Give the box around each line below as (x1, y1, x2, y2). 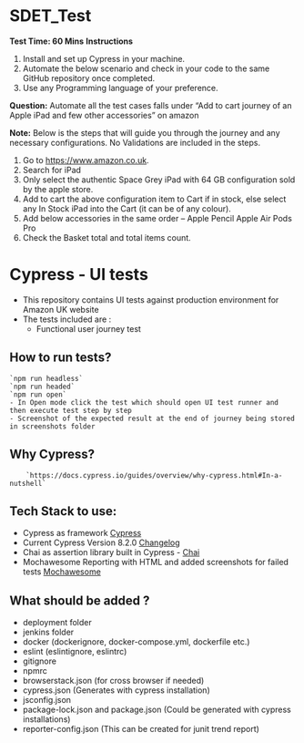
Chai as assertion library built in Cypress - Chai (22, 547, 200, 558)
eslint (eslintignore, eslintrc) (22, 646, 127, 657)
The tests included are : (22, 314, 112, 325)
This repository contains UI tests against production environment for (22, 294, 279, 305)
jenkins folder (22, 626, 75, 638)
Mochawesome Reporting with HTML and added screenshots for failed (22, 557, 289, 568)
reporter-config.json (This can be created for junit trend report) (22, 724, 259, 735)
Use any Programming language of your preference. (22, 82, 218, 93)
